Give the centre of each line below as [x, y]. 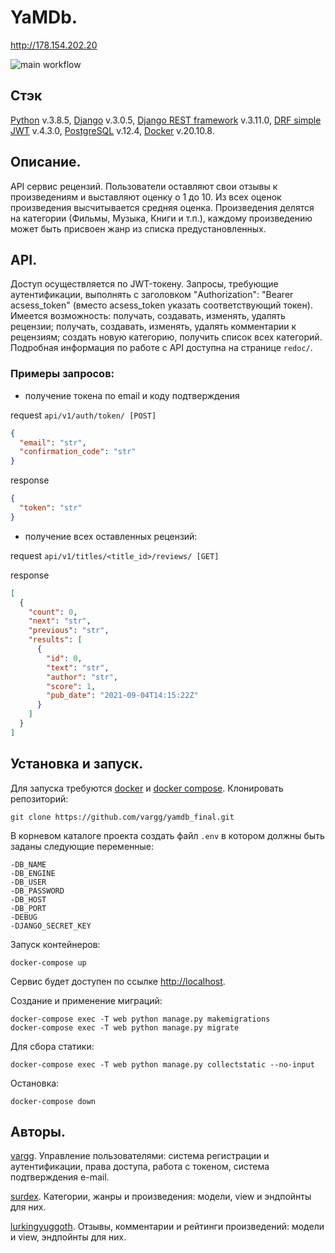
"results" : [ [55, 640]
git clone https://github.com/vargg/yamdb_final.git [122, 817]
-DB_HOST [28, 899]
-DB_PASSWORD [37, 891]
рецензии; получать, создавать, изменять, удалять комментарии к [153, 327]
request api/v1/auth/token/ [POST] [83, 415]
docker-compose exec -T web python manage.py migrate [125, 1027]
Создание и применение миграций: [86, 1000]
